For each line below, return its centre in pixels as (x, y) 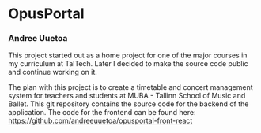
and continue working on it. (53, 72)
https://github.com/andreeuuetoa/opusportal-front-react (100, 121)
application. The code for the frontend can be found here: (102, 113)
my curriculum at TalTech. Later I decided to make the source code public (129, 64)
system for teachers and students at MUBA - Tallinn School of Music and (127, 96)
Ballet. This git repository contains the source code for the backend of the (129, 104)
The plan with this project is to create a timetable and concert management (130, 87)
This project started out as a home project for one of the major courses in (128, 55)
